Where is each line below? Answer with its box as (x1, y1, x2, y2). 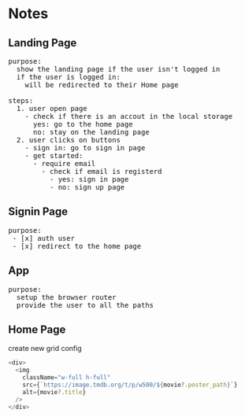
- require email (32, 159, 96, 168)
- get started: (24, 151, 84, 160)
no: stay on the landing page (32, 127, 150, 136)
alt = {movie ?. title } (22, 388, 87, 396)
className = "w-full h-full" (22, 374, 111, 382)
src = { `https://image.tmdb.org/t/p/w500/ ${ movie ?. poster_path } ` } (22, 381, 238, 389)
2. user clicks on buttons (16, 135, 121, 144)
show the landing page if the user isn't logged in (16, 65, 221, 73)
